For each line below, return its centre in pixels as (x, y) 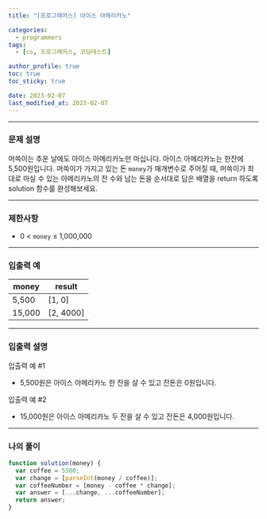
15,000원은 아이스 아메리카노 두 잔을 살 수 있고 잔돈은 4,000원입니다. (127, 416)
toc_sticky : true (37, 81)
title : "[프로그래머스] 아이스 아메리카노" (70, 15)
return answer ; (41, 500)
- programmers (39, 37)
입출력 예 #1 (27, 366)
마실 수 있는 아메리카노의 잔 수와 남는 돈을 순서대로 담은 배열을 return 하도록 (141, 178)
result (66, 287)
